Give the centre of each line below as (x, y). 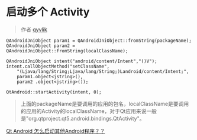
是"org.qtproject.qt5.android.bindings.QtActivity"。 (83, 118)
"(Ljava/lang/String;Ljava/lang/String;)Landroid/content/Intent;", (103, 71)
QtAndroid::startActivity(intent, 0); (54, 92)
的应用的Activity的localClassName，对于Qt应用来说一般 (88, 111)
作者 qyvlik (34, 29)
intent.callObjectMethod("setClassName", (58, 66)
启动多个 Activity (48, 12)
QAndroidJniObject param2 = (41, 46)
